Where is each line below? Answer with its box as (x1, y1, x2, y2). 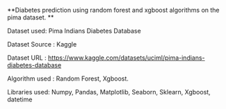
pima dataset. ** (7, 13, 54, 22)
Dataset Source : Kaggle (7, 40, 77, 48)
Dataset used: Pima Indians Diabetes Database (7, 27, 141, 35)
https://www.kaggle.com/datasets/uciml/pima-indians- (47, 53, 205, 62)
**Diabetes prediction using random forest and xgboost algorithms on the (7, 6, 220, 14)
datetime (7, 95, 33, 103)
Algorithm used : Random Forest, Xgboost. (7, 74, 129, 83)
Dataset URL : (7, 53, 47, 62)
